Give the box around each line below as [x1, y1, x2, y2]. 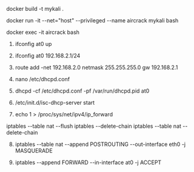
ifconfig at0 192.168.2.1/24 [15, 52, 81, 59]
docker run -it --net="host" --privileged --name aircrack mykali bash [6, 17, 179, 24]
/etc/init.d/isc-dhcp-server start [15, 99, 95, 106]
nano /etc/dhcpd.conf [15, 76, 70, 82]
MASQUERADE [15, 147, 53, 154]
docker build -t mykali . [6, 5, 64, 12]
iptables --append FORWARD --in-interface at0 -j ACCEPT [15, 159, 162, 166]
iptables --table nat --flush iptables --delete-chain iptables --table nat [6, 122, 182, 130]
